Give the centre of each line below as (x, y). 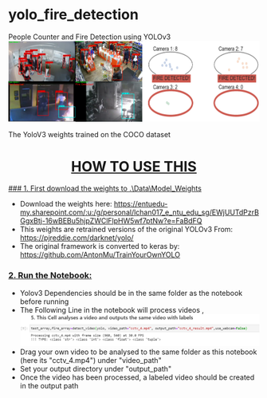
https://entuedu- (141, 204)
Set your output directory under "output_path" (96, 369)
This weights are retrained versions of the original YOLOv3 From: (126, 230)
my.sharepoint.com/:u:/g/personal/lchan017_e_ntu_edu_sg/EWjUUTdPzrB (139, 212)
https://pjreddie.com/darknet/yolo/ (77, 238)
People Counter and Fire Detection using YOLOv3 (90, 37)
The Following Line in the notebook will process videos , (112, 309)
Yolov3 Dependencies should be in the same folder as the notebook (131, 293)
